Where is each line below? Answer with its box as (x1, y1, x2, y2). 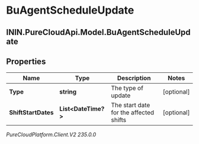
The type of (111, 84, 144, 92)
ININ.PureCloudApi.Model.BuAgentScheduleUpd (6, 27, 191, 37)
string (59, 88, 77, 96)
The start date (111, 101, 150, 110)
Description (117, 74, 151, 82)
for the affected (111, 108, 155, 117)
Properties (6, 56, 46, 66)
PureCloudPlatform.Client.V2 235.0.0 (6, 131, 97, 138)
